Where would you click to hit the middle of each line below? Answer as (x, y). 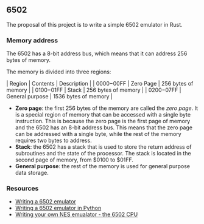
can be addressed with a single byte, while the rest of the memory (98, 134)
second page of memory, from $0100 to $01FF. (74, 160)
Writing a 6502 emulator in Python (58, 208)
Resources (23, 189)
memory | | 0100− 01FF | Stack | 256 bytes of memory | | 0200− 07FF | (94, 90)
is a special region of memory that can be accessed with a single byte (103, 115)
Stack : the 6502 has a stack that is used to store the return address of (103, 147)
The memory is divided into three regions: (59, 72)
